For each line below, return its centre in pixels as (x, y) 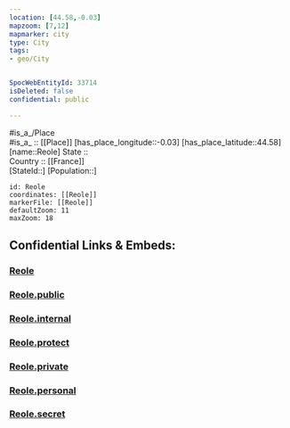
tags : (19, 51)
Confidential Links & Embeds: (93, 246)
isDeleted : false (41, 91)
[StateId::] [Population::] (53, 170)
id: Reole (28, 187)
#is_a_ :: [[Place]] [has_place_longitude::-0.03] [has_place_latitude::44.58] (145, 142)
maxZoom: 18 (31, 218)
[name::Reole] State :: (49, 152)
